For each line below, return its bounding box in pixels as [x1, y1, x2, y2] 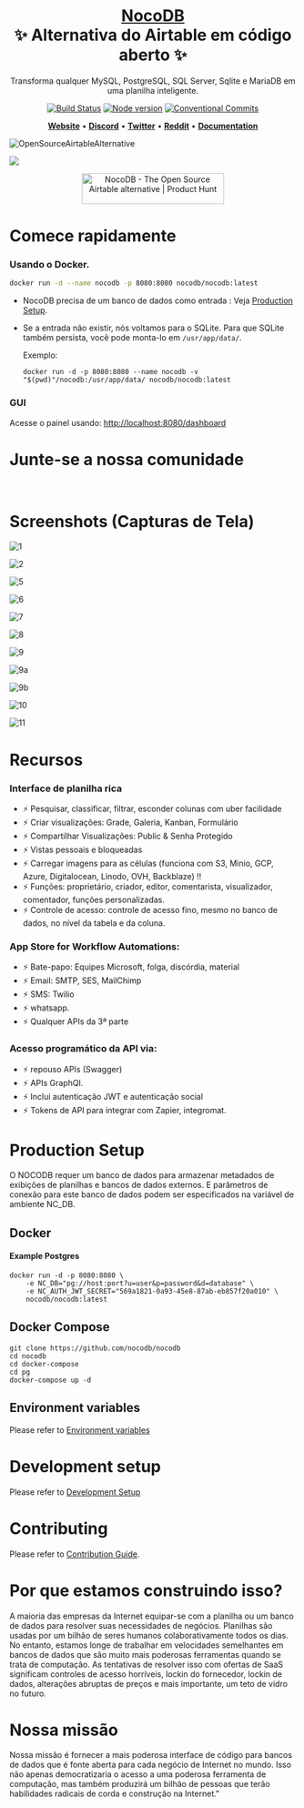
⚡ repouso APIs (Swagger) [22, 1063, 123, 1074]
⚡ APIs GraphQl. [22, 1077, 84, 1088]
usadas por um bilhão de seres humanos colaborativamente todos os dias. [9, 1630, 289, 1640]
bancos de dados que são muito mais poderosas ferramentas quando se [9, 1649, 282, 1660]
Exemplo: [22, 350, 58, 361]
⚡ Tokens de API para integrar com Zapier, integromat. [22, 1104, 227, 1115]
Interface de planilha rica [9, 782, 123, 795]
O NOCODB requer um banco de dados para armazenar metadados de [9, 1170, 275, 1181]
